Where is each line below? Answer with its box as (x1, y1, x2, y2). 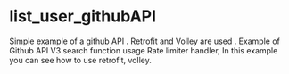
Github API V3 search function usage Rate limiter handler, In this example (9, 45, 278, 55)
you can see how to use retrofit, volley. (9, 54, 152, 65)
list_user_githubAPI (9, 6, 157, 27)
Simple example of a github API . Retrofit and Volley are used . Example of (9, 36, 281, 46)
